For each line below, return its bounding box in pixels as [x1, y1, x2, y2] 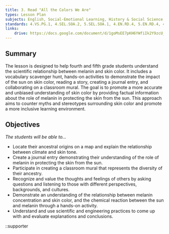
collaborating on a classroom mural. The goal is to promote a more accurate [5, 84, 162, 90]
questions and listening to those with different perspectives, [12, 181, 137, 187]
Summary [5, 49, 37, 58]
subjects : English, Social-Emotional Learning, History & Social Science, [5, 17, 165, 22]
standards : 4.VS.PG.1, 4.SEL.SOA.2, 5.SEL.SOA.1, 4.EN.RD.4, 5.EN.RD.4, [5, 21, 161, 27]
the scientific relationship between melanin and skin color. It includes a [5, 68, 152, 74]
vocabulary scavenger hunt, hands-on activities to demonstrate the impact [5, 74, 160, 80]
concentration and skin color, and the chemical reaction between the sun [12, 197, 164, 203]
